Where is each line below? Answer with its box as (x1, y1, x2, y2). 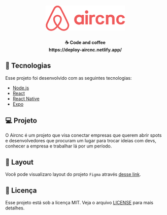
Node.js (12, 84, 29, 91)
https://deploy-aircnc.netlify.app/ (49, 46, 122, 53)
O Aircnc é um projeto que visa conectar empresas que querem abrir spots (5, 132, 162, 138)
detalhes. (5, 205, 25, 211)
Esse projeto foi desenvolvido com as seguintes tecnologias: (5, 75, 132, 81)
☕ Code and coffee (65, 39, 106, 45)
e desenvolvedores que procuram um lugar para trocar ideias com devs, (5, 138, 156, 144)
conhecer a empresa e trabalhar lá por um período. (5, 143, 112, 149)
